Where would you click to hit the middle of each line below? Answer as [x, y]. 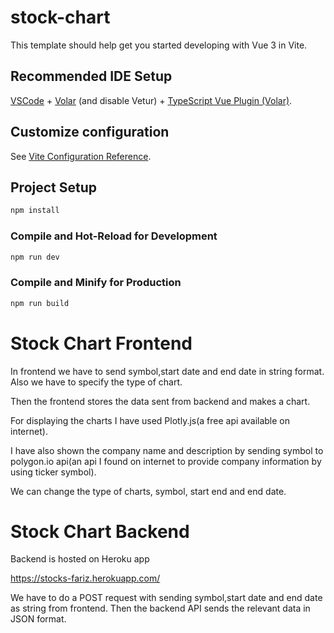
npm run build [40, 303]
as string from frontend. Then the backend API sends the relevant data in [160, 608]
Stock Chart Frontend [101, 343]
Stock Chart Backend [100, 531]
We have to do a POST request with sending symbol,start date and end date [166, 598]
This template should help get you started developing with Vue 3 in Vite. [159, 45]
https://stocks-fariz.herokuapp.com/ [85, 578]
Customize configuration [90, 132]
